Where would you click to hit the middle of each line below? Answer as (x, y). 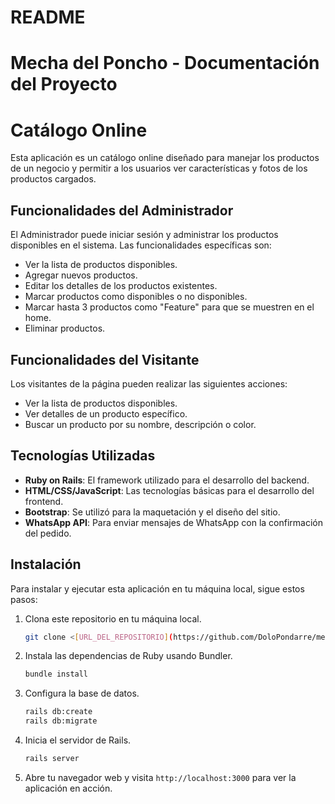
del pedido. (48, 533)
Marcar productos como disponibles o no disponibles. (136, 297)
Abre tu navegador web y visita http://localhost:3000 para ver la (160, 777)
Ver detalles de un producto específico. (106, 413)
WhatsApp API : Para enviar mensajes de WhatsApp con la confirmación (174, 522)
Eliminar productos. (65, 328)
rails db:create (58, 712)
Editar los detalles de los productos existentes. (121, 286)
